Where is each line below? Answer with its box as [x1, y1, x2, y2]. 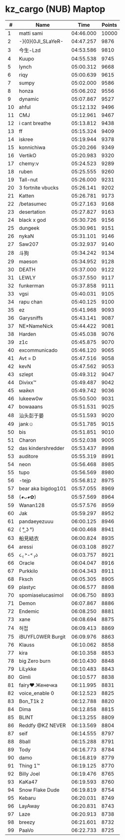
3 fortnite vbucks [19, 184, 59, 191]
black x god [19, 216, 46, 223]
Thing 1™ [19, 762, 41, 769]
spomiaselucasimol [19, 591, 64, 598]
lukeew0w [19, 395, 43, 402]
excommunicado [19, 346, 58, 353]
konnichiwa [19, 144, 46, 151]
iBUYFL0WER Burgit [19, 633, 66, 640]
